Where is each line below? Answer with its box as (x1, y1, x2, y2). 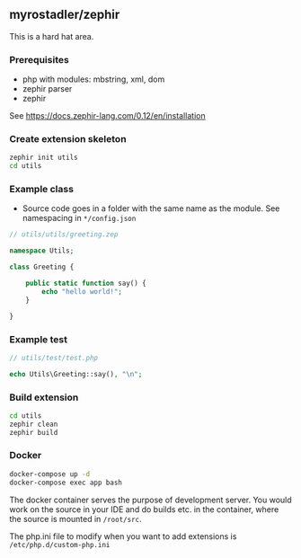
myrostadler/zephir (9, 7, 120, 22)
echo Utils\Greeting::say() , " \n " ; (9, 369, 143, 378)
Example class (9, 183, 75, 196)
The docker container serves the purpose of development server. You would (9, 494, 292, 505)
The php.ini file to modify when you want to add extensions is (9, 530, 237, 542)
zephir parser (22, 84, 73, 94)
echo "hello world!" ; (41, 287, 123, 296)
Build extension (9, 391, 79, 403)
